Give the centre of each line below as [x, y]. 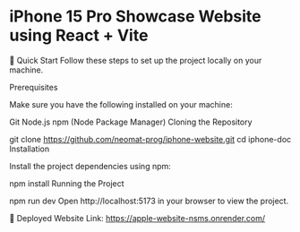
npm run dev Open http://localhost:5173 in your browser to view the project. [149, 201]
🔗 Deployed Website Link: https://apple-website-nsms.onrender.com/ [137, 218]
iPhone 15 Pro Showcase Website [135, 17]
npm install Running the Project [67, 183]
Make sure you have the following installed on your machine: [121, 104]
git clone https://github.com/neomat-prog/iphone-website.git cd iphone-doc [150, 139]
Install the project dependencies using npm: [90, 166]
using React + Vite [79, 35]
